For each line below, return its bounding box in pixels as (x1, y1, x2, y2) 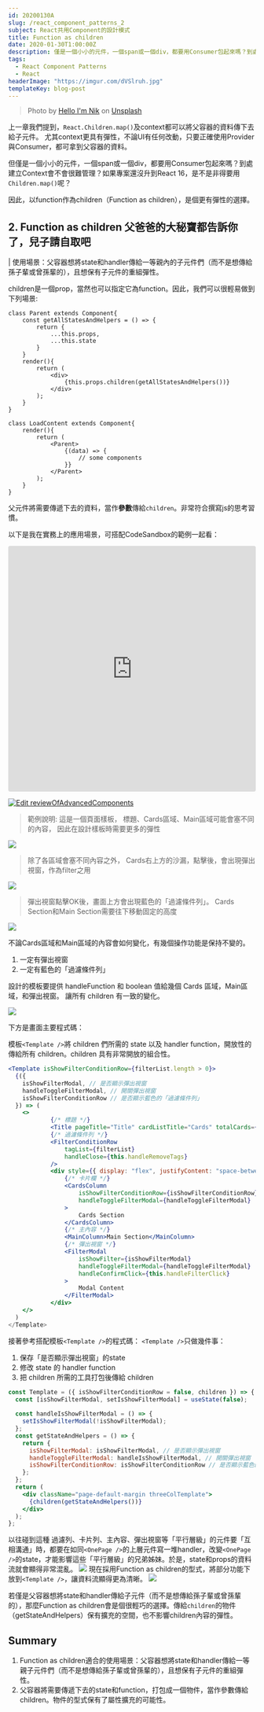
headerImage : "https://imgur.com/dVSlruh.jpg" (8, 77, 163, 85)
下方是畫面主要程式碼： (8, 1023, 84, 1033)
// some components (78, 454, 143, 462)
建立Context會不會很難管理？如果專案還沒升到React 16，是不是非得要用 (8, 168, 240, 178)
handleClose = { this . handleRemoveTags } (64, 1153, 189, 1161)
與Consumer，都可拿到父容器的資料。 (8, 142, 132, 152)
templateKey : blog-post (8, 84, 86, 93)
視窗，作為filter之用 (27, 866, 91, 875)
